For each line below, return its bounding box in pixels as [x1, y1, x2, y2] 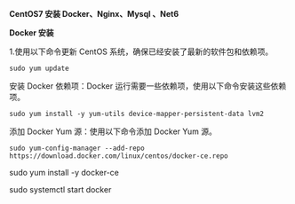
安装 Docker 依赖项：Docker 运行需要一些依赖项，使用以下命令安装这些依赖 [9, 81, 287, 91]
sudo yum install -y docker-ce [9, 168, 120, 177]
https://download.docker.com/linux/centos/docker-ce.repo [9, 152, 228, 161]
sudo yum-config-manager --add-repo [9, 144, 145, 153]
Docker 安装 [9, 27, 55, 38]
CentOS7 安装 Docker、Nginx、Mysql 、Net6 [9, 9, 179, 19]
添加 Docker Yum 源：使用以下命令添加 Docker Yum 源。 [9, 126, 218, 137]
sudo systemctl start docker [9, 184, 112, 194]
